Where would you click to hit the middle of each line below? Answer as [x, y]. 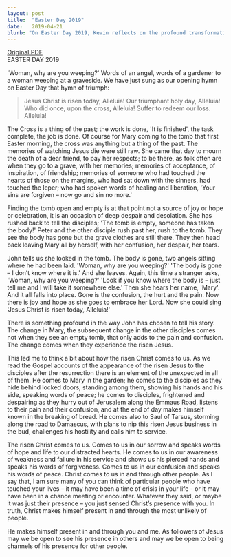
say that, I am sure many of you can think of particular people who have [109, 482]
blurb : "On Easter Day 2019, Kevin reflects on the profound [97, 33]
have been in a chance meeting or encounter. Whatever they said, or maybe [114, 496]
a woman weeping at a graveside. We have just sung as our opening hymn [112, 81]
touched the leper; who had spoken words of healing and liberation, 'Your [111, 188]
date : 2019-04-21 [35, 26]
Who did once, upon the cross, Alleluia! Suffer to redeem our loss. [117, 108]
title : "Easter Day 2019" [46, 20]
